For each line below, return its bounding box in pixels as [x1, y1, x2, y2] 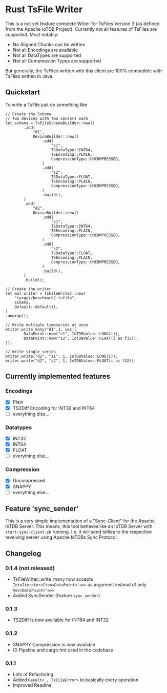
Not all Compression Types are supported [12, 57, 101, 64]
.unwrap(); [5, 313, 29, 318]
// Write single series [5, 349, 56, 354]
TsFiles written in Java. [5, 73, 54, 79]
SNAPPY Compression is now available [12, 641, 96, 647]
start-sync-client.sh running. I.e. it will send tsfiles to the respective [5, 529, 152, 535]
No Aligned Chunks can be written [12, 41, 86, 47]
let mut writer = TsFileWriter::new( [5, 291, 86, 296]
